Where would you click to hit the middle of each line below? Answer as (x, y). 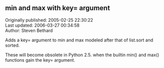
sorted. (12, 45)
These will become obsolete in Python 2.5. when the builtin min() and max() (82, 55)
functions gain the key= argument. (40, 60)
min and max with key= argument (58, 8)
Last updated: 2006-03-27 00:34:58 (42, 25)
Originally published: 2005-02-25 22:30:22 (49, 20)
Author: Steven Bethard (29, 30)
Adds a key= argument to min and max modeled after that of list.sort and (79, 40)
